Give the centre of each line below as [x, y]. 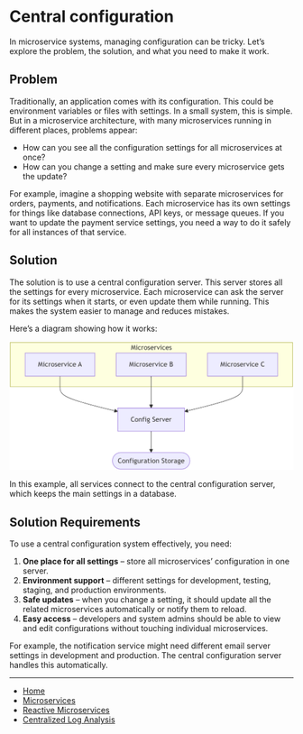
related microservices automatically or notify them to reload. [134, 610]
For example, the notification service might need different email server [140, 646]
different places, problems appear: [73, 130]
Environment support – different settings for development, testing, [147, 581]
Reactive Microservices [66, 711]
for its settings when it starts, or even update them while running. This [139, 301]
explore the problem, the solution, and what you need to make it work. [139, 50]
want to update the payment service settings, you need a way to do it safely [150, 222]
